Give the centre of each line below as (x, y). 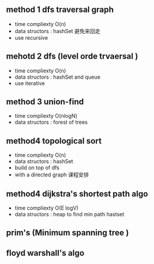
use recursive (31, 37)
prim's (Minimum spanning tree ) (68, 233)
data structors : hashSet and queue (58, 77)
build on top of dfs (37, 168)
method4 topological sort (54, 141)
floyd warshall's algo (45, 253)
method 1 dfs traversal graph (60, 10)
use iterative (30, 83)
